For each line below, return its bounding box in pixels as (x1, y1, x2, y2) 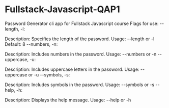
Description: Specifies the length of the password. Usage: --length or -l (5, 36, 155, 42)
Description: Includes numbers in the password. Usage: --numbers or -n (5, 51, 157, 57)
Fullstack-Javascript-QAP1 (5, 4, 120, 15)
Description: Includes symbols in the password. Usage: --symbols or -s (5, 82, 155, 88)
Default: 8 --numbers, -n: (5, 41, 58, 47)
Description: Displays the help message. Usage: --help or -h (5, 97, 131, 103)
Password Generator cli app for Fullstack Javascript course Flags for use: (5, 20, 159, 26)
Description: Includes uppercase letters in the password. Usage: (5, 66, 139, 72)
